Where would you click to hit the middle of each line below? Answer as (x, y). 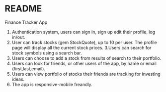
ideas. (18, 79)
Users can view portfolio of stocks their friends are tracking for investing (86, 74)
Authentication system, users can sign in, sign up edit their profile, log (83, 32)
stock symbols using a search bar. (47, 53)
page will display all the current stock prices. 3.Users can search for (82, 47)
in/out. (18, 37)
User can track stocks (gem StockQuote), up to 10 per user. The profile (84, 42)
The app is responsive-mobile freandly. (52, 84)
